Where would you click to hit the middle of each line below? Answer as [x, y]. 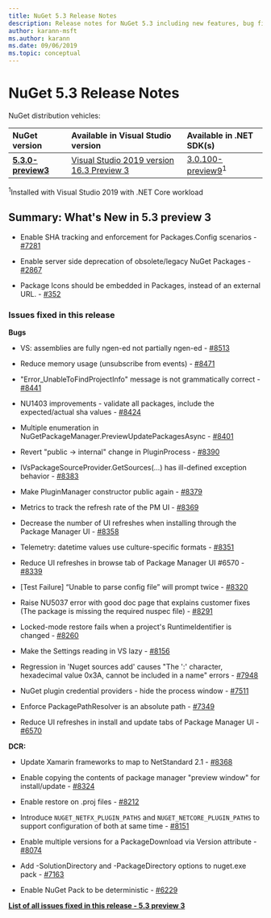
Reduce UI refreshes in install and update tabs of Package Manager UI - [140, 722]
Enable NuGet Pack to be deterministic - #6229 [99, 890]
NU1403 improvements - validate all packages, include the [117, 403]
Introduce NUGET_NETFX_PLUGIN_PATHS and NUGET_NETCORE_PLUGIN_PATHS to [140, 818]
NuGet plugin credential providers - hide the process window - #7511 [134, 691]
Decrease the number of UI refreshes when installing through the [128, 523]
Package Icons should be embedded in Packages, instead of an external [140, 285]
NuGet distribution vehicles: [54, 115]
